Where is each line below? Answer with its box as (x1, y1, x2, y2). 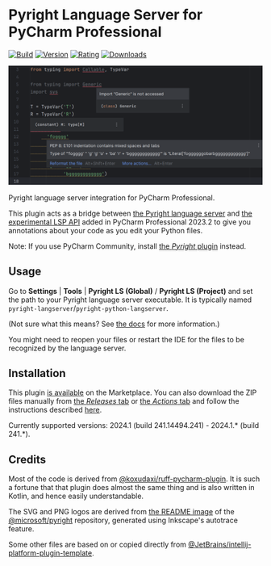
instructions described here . (8, 405, 102, 415)
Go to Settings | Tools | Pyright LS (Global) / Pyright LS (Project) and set (8, 286, 253, 296)
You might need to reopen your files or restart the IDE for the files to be (8, 334, 244, 344)
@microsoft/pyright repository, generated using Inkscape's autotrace (8, 515, 238, 526)
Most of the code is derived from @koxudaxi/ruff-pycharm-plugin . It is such (8, 474, 261, 484)
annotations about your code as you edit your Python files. (8, 225, 203, 235)
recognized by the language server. (8, 343, 127, 353)
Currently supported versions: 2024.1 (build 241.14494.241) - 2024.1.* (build (8, 421, 260, 430)
